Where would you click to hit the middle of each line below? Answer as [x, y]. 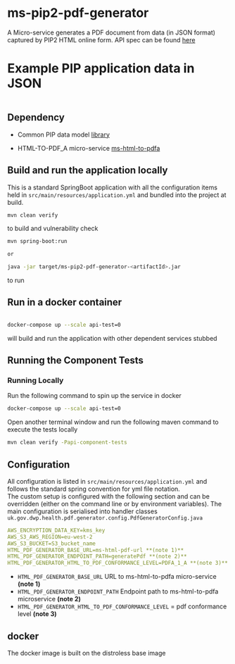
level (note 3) [37, 614]
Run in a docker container [65, 302]
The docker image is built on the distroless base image [87, 653]
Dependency [36, 118]
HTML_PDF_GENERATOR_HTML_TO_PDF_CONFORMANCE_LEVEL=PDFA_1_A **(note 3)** [118, 563]
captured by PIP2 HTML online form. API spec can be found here [101, 39]
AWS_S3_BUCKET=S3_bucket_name [52, 544]
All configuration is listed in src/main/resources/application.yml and [107, 481]
